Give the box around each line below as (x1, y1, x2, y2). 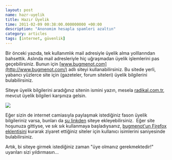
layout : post (5, 7, 33, 13)
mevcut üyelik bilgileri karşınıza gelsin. (5, 93, 87, 99)
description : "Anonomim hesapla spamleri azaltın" (5, 27, 116, 32)
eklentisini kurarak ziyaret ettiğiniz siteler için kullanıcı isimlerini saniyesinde (5, 128, 165, 134)
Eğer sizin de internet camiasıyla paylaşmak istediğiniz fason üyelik (5, 112, 147, 118)
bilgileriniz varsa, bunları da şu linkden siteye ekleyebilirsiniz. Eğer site (5, 117, 155, 123)
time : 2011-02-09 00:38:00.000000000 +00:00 (5, 21, 102, 27)
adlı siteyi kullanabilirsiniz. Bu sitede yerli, (68, 66, 156, 72)
